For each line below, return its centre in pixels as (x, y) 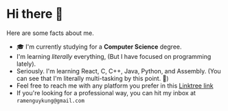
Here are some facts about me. (50, 33)
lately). (26, 64)
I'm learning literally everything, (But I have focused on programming (114, 56)
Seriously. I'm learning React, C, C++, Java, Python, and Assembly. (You (118, 71)
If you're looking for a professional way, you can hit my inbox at (106, 92)
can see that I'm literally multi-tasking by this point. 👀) (92, 78)
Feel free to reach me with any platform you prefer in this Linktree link (115, 86)
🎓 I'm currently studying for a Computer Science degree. (99, 47)
